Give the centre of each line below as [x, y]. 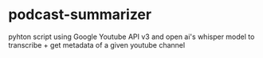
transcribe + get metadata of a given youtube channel [97, 44]
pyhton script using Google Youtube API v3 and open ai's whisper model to [131, 37]
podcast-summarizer [80, 15]
